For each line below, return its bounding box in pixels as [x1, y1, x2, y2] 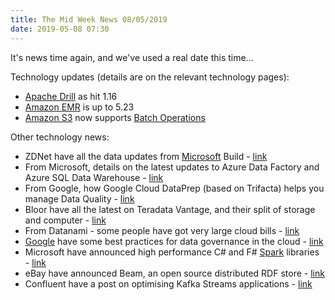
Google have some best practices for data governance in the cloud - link [24, 235, 324, 247]
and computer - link [24, 214, 107, 226]
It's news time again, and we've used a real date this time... [10, 51, 254, 63]
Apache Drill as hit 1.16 [24, 90, 118, 102]
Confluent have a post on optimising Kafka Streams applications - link [24, 277, 313, 290]
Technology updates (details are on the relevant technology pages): [10, 71, 290, 83]
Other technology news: [10, 131, 110, 143]
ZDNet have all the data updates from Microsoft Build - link [24, 150, 268, 162]
